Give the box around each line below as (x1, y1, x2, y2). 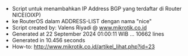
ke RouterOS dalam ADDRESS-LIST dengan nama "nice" (11, 18, 152, 24)
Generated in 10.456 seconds (11, 37, 86, 43)
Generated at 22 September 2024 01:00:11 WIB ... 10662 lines (11, 30, 164, 38)
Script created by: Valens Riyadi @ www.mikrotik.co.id (11, 24, 147, 31)
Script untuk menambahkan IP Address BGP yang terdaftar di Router (11, 5, 182, 12)
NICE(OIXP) (11, 11, 41, 18)
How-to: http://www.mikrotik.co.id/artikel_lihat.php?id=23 (11, 43, 155, 50)
